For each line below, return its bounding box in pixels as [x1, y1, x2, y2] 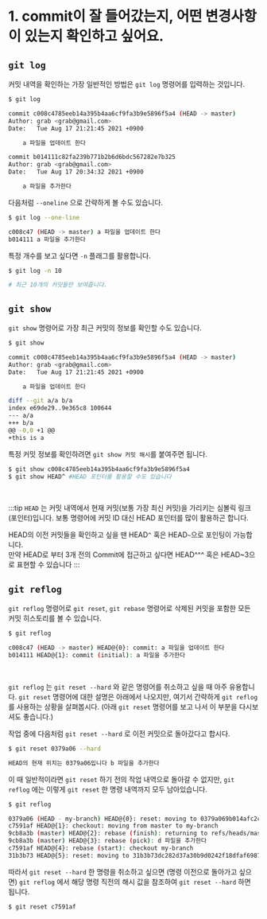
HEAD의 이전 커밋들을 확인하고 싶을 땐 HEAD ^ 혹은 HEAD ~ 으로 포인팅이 [8, 530, 232, 539]
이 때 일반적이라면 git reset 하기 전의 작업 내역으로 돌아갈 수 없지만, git [8, 774, 235, 784]
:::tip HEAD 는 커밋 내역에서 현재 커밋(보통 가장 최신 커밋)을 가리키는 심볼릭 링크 [8, 503, 252, 513]
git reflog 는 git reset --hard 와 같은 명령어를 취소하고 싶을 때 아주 [8, 682, 228, 691]
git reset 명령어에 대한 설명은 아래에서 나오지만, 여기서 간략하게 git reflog [18, 691, 258, 701]
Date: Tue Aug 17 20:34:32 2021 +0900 [8, 168, 145, 176]
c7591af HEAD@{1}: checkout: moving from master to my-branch [8, 822, 219, 830]
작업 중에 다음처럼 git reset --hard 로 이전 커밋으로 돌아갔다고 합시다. [8, 729, 230, 738]
